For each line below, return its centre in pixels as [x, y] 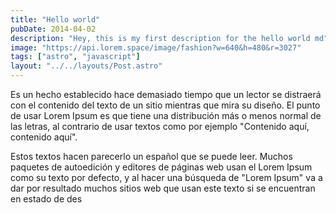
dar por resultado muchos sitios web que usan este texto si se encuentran [163, 188]
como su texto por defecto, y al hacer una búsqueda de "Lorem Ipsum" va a [166, 177]
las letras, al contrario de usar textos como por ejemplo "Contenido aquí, [160, 126]
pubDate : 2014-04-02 [53, 29]
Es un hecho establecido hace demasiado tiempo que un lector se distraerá [166, 94]
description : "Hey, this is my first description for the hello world [160, 38]
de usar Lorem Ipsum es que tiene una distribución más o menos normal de [166, 115]
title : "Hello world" [55, 19]
